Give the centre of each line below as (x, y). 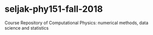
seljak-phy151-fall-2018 (54, 9)
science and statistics (27, 28)
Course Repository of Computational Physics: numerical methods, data (76, 23)
